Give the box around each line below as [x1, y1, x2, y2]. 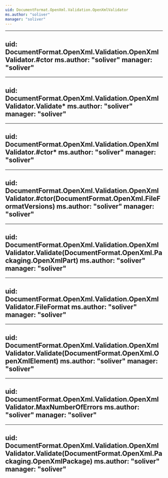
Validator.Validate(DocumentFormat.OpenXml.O [5, 349, 159, 357]
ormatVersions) [5, 202, 55, 211]
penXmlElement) [5, 357, 59, 365]
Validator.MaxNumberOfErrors [5, 403, 103, 411]
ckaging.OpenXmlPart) [5, 257, 78, 265]
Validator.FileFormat [5, 303, 70, 311]
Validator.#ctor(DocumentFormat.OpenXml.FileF [5, 194, 161, 203]
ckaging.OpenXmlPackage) [5, 457, 93, 466]
